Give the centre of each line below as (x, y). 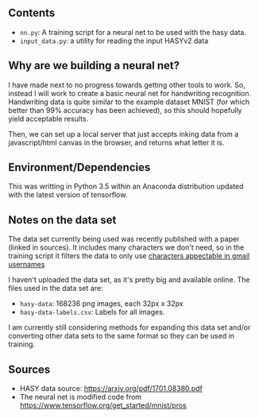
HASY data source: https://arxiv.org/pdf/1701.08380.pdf (111, 389)
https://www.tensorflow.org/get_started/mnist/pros (103, 405)
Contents (32, 13)
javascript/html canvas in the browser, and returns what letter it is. (116, 142)
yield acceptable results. (48, 118)
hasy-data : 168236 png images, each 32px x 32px (102, 304)
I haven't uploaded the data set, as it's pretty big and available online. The (129, 280)
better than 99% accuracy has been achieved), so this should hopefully (125, 110)
